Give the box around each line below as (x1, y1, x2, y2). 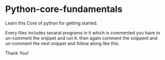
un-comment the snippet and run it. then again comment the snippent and (5, 35, 157, 41)
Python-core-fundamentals (5, 3, 122, 15)
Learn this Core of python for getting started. (5, 20, 98, 26)
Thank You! (5, 50, 29, 56)
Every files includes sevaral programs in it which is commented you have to (5, 29, 160, 35)
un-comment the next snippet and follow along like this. (5, 40, 120, 46)
